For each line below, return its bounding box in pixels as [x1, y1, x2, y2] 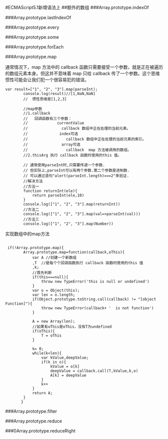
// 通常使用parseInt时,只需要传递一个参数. [23, 163, 105, 168]
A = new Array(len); [32, 319, 75, 324]
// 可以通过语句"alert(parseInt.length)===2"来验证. [23, 173, 129, 178]
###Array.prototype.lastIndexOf [5, 15, 71, 20]
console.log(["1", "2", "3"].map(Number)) [23, 221, 114, 226]
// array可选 [23, 142, 80, 147]
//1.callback [23, 111, 51, 116]
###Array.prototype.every [5, 24, 59, 30]
